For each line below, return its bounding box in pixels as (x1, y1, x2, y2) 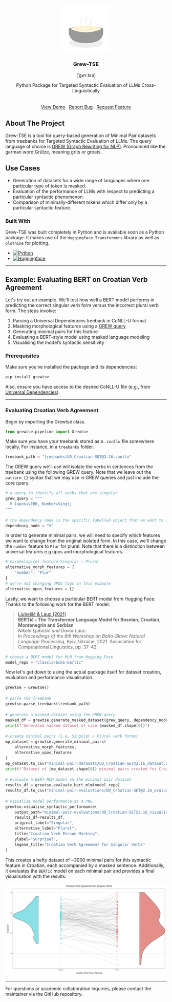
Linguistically (72, 88, 100, 94)
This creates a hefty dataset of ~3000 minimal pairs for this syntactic (5, 857, 151, 863)
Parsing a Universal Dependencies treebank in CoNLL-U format (12, 318, 147, 324)
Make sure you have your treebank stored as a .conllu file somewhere (5, 438, 155, 445)
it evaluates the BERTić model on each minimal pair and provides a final (5, 868, 155, 874)
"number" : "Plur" (14, 570, 52, 575)
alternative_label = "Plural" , (14, 826, 77, 831)
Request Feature (96, 104, 132, 110)
